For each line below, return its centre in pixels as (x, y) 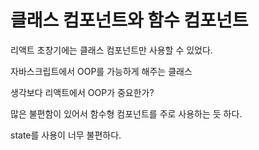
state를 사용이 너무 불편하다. (66, 135)
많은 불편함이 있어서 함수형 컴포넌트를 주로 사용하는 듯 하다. (126, 113)
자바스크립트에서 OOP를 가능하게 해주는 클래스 (101, 71)
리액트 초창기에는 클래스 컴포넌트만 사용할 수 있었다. (111, 50)
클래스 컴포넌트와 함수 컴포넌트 (129, 20)
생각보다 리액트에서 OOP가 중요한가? (82, 92)
